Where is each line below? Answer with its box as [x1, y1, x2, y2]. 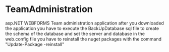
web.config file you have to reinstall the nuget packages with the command [5, 36, 162, 42]
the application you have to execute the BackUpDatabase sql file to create [5, 25, 159, 31]
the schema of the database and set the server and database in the [5, 30, 145, 36]
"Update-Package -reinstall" [5, 41, 65, 47]
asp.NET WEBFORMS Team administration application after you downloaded [5, 20, 164, 26]
